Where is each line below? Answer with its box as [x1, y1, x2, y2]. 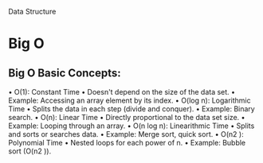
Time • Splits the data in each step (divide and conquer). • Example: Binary [8, 104, 255, 114]
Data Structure [8, 7, 57, 16]
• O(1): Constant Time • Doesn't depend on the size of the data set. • [8, 87, 236, 96]
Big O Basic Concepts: [8, 66, 121, 80]
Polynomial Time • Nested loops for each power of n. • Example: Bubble [8, 138, 246, 147]
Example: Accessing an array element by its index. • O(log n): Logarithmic [8, 95, 251, 105]
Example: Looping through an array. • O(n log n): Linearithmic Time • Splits [8, 121, 255, 130]
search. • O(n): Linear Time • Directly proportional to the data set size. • [8, 113, 245, 122]
